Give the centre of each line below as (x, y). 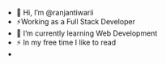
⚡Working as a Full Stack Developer (76, 21)
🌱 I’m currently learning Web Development (87, 33)
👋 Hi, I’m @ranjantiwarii (55, 13)
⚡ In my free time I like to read (66, 42)
